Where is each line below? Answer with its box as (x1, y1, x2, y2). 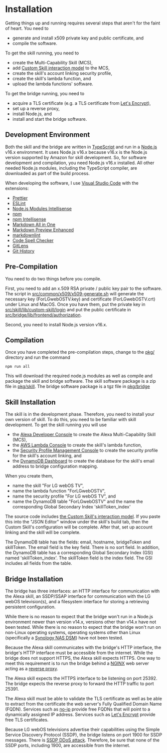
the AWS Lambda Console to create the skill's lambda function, (12, 442, 142, 448)
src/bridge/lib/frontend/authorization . (5, 312, 82, 318)
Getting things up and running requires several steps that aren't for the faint (5, 20, 161, 26)
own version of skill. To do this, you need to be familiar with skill (5, 417, 136, 423)
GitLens (12, 243, 28, 249)
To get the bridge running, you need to (5, 90, 85, 96)
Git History (12, 248, 35, 254)
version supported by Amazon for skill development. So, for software (5, 154, 147, 160)
